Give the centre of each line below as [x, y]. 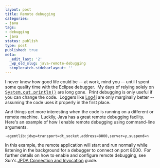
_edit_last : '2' [26, 59]
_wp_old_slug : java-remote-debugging [48, 63]
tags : [10, 28]
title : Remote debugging [30, 14]
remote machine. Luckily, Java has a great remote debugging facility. [75, 117]
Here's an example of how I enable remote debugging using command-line [80, 122]
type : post [16, 46]
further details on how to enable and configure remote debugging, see [76, 155]
